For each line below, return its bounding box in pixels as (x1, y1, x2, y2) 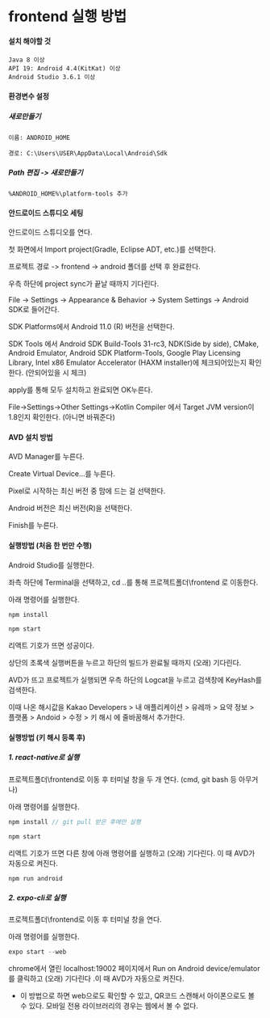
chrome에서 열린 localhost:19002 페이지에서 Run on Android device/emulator (8, 964, 260, 974)
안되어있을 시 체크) (27, 368, 87, 378)
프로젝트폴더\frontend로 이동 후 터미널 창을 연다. (8, 915, 163, 924)
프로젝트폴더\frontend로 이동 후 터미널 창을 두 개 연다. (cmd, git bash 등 (8, 774, 238, 784)
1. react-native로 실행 (8, 753, 80, 762)
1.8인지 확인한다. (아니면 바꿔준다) (8, 412, 115, 422)
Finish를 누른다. (8, 521, 59, 530)
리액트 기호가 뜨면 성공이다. (8, 640, 95, 651)
